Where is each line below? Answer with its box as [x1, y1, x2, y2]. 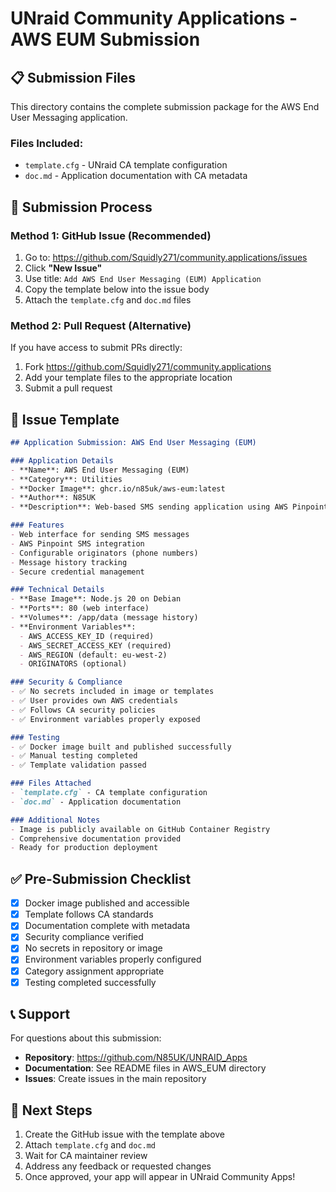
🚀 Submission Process [10, 198, 153, 216]
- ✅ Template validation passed [10, 760, 147, 771]
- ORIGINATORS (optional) [19, 659, 128, 669]
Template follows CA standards [24, 908, 154, 921]
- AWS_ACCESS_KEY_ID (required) [19, 631, 155, 641]
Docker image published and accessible [24, 897, 190, 909]
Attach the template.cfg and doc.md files [24, 293, 192, 306]
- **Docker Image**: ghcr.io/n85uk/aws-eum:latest [10, 483, 226, 494]
